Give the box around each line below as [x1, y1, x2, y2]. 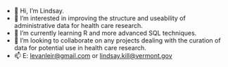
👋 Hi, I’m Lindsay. [13, 7, 65, 15]
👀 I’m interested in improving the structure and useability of [13, 14, 186, 22]
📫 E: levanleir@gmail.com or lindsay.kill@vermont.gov [13, 52, 172, 59]
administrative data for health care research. [13, 22, 143, 29]
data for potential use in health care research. [13, 44, 146, 52]
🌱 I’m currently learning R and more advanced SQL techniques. [13, 29, 197, 37]
